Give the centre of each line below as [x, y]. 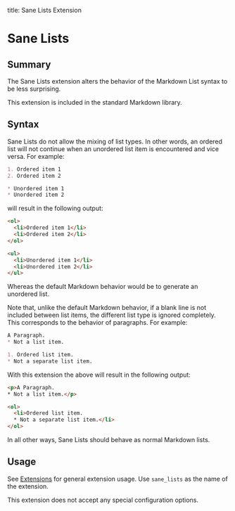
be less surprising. [34, 89]
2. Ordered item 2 [34, 176]
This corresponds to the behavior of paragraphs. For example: [97, 323]
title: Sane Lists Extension [45, 10]
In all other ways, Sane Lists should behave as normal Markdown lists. [109, 440]
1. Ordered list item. [40, 355]
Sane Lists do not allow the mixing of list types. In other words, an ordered [115, 141]
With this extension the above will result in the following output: [99, 375]
